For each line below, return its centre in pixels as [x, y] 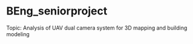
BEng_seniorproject [57, 11]
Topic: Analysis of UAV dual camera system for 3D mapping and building [97, 28]
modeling [18, 34]
